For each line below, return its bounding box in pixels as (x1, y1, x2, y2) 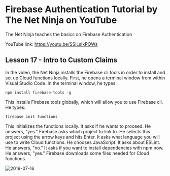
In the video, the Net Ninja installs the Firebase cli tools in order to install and (5, 69, 165, 75)
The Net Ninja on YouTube (5, 14, 117, 26)
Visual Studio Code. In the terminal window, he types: (5, 80, 117, 86)
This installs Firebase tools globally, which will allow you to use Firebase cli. (5, 99, 163, 105)
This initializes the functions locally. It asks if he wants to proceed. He (5, 123, 151, 129)
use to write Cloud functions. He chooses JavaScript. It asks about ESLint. (5, 139, 161, 145)
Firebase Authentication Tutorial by (5, 4, 158, 15)
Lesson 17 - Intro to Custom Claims (5, 56, 118, 65)
